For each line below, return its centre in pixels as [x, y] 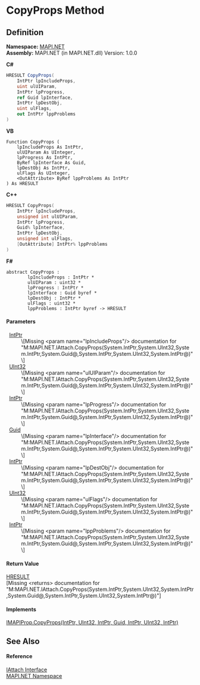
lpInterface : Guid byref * [62, 293]
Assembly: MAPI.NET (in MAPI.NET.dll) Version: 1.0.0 [72, 53]
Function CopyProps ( [33, 142]
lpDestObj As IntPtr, [43, 168]
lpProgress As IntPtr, [45, 157]
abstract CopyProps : [33, 272]
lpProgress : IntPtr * [56, 287]
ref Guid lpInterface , [45, 98]
